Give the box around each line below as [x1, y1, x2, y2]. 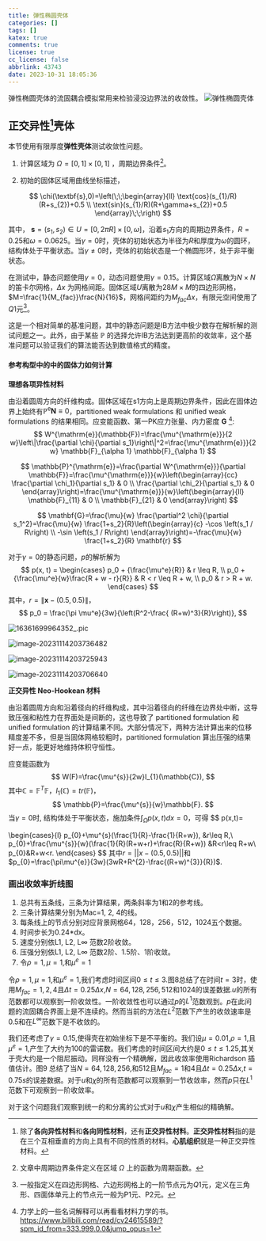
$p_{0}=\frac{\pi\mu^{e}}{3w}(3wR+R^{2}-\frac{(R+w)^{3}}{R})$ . [8, 857, 223, 867]
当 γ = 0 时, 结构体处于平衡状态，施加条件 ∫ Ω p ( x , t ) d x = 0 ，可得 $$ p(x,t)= [8, 813, 244, 824]
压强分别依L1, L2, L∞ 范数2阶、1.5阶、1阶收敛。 [19, 947, 176, 957]
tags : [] [8, 26, 37, 34]
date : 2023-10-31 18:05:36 [8, 70, 97, 78]
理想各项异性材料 [8, 379, 64, 389]
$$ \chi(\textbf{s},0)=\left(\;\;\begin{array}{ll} [28, 192, 176, 201]
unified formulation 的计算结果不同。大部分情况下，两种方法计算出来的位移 [8, 722, 253, 732]
